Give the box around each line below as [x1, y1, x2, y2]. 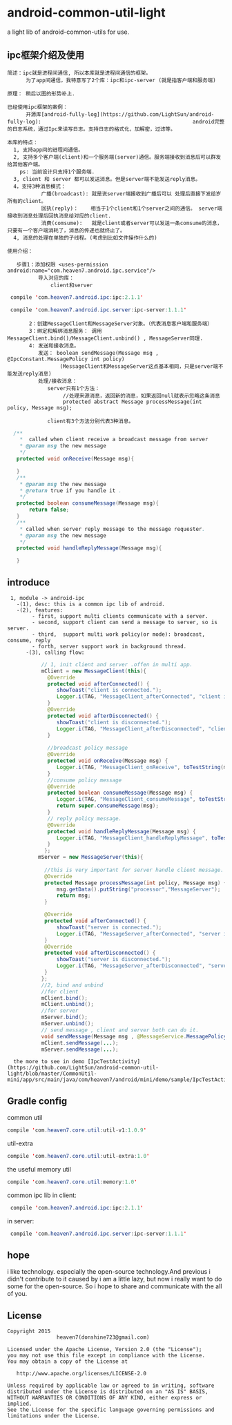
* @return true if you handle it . [19, 487, 122, 494]
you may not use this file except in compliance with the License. [7, 1352, 206, 1359]
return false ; [28, 506, 70, 514]
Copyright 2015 [7, 1328, 51, 1335]
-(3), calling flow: [25, 649, 85, 656]
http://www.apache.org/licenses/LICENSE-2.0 [16, 1370, 147, 1377]
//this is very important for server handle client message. [43, 866, 224, 873]
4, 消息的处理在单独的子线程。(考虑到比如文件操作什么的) [13, 234, 157, 241]
